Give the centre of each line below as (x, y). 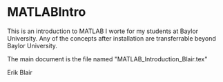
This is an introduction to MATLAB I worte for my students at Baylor (103, 31)
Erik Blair (20, 72)
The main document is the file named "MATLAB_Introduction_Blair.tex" (107, 59)
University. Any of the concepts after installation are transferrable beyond (111, 38)
